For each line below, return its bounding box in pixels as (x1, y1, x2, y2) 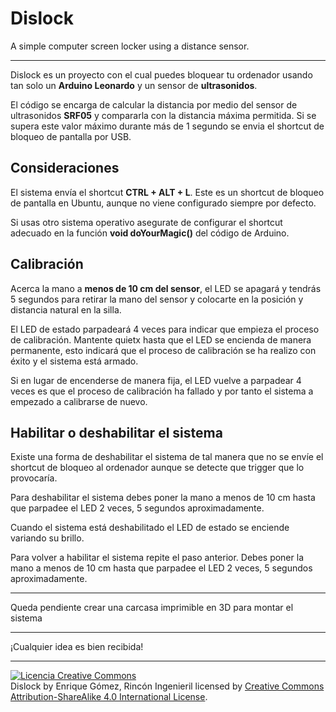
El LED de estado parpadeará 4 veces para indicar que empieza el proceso (10, 323, 320, 335)
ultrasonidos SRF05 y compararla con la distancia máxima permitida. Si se (10, 109, 317, 121)
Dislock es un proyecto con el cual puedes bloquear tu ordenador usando (10, 68, 313, 81)
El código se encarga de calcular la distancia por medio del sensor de (10, 98, 298, 111)
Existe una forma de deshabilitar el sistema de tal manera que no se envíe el (10, 451, 324, 463)
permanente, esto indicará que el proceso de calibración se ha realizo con (10, 344, 317, 356)
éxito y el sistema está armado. (10, 355, 139, 367)
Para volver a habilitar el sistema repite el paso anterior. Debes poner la (10, 552, 304, 564)
